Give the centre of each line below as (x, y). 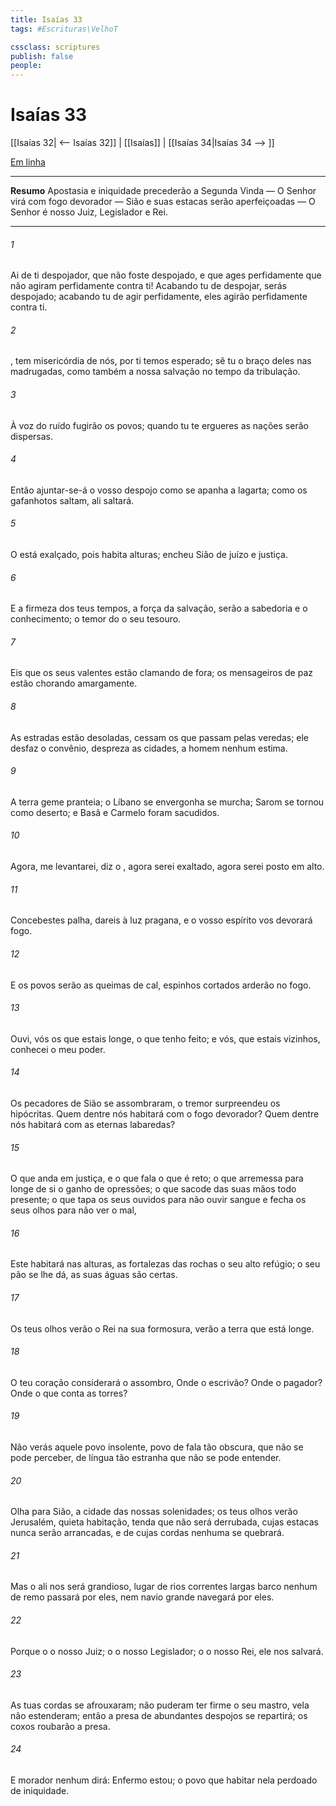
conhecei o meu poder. (58, 1049)
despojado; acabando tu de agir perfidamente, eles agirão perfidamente (159, 297)
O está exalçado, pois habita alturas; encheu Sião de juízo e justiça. (149, 555)
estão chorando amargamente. (74, 683)
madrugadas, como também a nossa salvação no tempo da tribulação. (155, 372)
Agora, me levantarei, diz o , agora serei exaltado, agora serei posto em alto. (167, 867)
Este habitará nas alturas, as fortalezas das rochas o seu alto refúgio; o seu (165, 1264)
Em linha (28, 162)
